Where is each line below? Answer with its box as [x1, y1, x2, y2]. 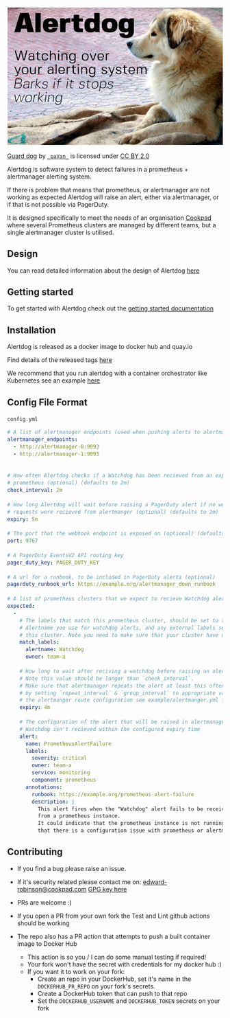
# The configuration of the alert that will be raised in [19, 719, 188, 725]
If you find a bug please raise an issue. [16, 864, 127, 872]
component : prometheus [31, 777, 97, 784]
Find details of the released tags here [7, 356, 113, 364]
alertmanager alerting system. [7, 172, 92, 181]
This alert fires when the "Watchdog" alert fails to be [37, 805, 204, 813]
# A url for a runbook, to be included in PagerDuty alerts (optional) [7, 574, 216, 580]
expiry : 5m [7, 516, 38, 523]
